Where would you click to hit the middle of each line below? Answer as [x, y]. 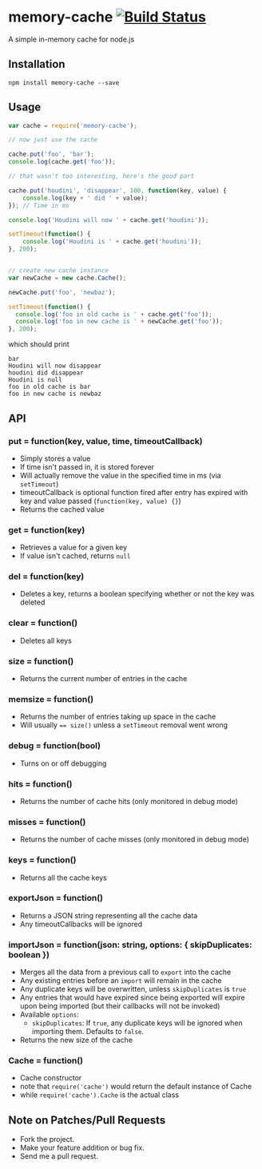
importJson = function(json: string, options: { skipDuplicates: [130, 945]
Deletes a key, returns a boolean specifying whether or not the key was [137, 594]
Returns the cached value [62, 509]
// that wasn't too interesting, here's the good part [101, 176]
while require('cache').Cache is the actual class [99, 1095]
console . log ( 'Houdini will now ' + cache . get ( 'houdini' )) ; [109, 220]
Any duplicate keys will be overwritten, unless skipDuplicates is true [133, 989]
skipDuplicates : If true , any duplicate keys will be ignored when [137, 1023]
